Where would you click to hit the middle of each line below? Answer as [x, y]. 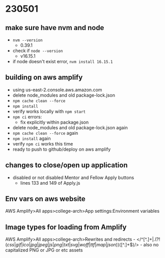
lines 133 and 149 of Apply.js [50, 183]
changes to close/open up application [66, 165]
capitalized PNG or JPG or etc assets [44, 250]
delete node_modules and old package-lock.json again [70, 127]
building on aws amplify [44, 78]
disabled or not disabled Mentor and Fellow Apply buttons [73, 177]
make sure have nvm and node [55, 28]
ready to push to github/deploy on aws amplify [62, 149]
